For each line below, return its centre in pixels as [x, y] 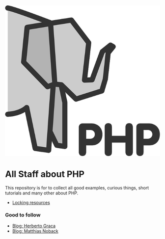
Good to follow [23, 215]
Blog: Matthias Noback [35, 231]
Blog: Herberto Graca [34, 226]
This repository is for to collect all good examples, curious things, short [77, 187]
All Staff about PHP [45, 174]
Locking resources [31, 202]
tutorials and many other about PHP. [42, 193]
